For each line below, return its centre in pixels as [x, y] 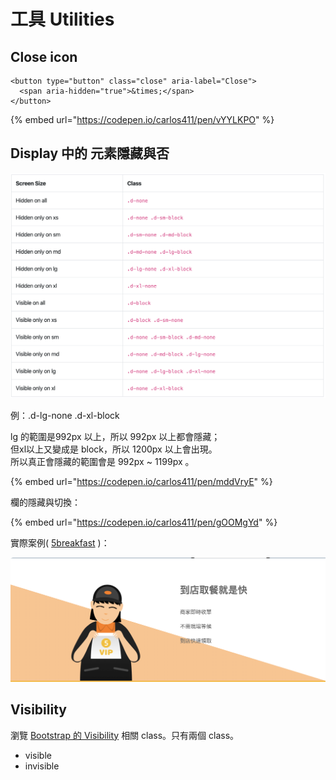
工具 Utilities [62, 19]
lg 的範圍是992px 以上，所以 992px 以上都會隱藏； [115, 436]
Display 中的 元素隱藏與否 [90, 153]
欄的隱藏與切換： [45, 502]
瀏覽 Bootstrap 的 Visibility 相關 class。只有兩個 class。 [125, 735]
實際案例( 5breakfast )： [60, 542]
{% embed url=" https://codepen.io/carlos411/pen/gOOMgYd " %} [144, 522]
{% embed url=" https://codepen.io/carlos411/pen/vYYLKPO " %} [142, 119]
